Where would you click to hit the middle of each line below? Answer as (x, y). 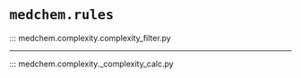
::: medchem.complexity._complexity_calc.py (91, 64)
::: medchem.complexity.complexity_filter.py (90, 38)
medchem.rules (62, 15)
